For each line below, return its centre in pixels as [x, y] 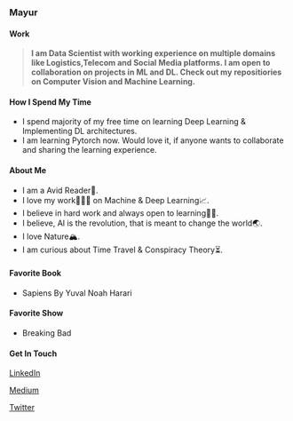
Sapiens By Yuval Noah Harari [77, 293]
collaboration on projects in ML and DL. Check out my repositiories [156, 72]
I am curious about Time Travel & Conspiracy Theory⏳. [123, 250]
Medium [24, 390]
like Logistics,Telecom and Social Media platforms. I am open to [150, 63]
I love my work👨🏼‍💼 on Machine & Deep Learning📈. [116, 200]
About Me [28, 170]
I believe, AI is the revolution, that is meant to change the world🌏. [143, 223]
